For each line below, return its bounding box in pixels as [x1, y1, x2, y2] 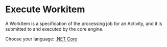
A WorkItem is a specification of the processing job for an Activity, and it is [5, 20, 162, 27]
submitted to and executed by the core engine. [5, 26, 104, 32]
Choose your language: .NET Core [5, 36, 78, 42]
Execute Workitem [5, 4, 85, 15]
